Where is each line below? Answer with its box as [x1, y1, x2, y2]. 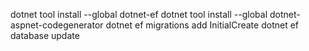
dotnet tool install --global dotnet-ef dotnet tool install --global [10, 9, 268, 20]
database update [10, 30, 80, 41]
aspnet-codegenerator [10, 19, 104, 31]
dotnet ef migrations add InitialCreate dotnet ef [105, 19, 300, 31]
